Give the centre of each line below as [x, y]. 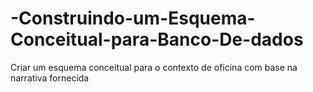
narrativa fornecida [50, 78]
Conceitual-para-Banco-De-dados [157, 39]
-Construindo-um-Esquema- [133, 18]
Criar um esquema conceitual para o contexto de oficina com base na [154, 67]
